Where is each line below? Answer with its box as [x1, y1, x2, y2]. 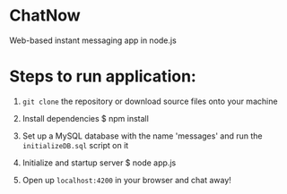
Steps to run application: [9, 66, 197, 87]
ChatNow [9, 5, 81, 26]
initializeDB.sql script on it [22, 139, 129, 150]
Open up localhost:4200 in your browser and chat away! [22, 174, 231, 185]
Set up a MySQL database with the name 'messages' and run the [22, 131, 263, 141]
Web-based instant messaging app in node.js [9, 35, 177, 46]
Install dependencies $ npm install [22, 113, 150, 123]
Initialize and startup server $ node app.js [22, 157, 177, 168]
